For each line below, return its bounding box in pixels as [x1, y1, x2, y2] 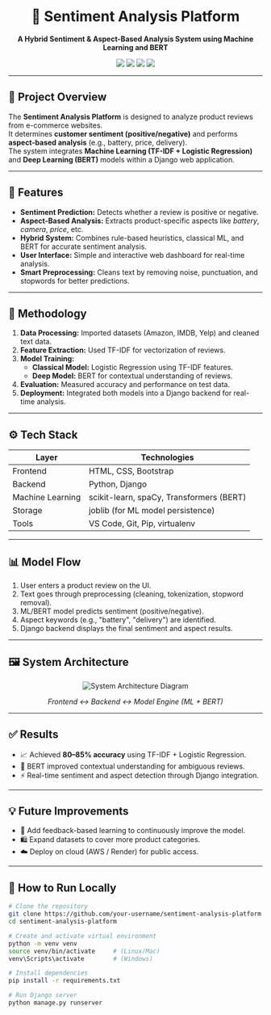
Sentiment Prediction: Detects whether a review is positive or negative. [19, 207, 260, 217]
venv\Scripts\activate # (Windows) [8, 954, 153, 962]
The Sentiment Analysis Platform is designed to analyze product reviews [8, 112, 254, 121]
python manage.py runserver [8, 999, 103, 1007]
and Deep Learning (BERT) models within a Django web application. [8, 154, 236, 164]
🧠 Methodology [8, 306, 87, 320]
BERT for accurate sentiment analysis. [19, 242, 148, 251]
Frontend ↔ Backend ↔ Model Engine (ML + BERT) [48, 697, 223, 706]
